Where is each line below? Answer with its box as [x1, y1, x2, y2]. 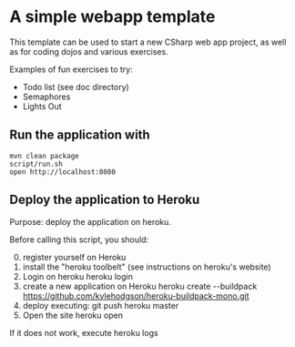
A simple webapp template [9, 6, 216, 27]
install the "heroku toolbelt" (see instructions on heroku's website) [22, 261, 271, 272]
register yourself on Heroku [22, 251, 127, 262]
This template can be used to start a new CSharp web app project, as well [9, 36, 287, 47]
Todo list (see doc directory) [22, 81, 129, 92]
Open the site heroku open [22, 310, 123, 321]
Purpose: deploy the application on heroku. [9, 216, 171, 227]
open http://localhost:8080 [9, 167, 117, 177]
